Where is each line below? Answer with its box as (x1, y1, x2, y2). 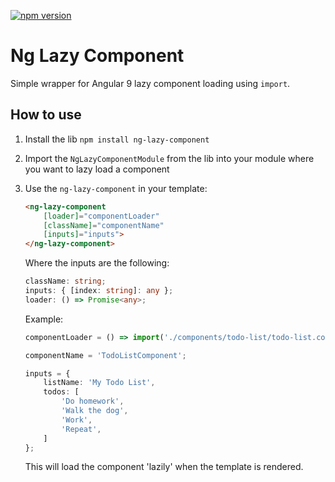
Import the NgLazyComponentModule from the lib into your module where (24, 152, 315, 164)
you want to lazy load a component (24, 163, 170, 175)
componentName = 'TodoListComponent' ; (24, 350, 187, 360)
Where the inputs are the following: (24, 257, 170, 269)
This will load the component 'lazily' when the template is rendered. (24, 461, 304, 473)
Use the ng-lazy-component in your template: (24, 182, 208, 194)
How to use (10, 106, 82, 124)
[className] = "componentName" (43, 220, 165, 230)
